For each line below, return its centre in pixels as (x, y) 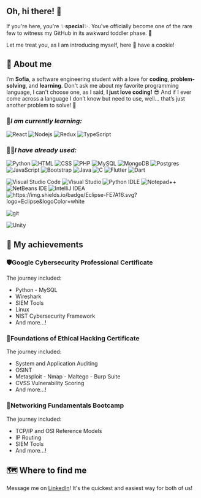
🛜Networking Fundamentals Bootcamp (65, 405)
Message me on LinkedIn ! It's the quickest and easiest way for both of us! (100, 488)
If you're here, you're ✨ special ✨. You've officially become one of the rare (100, 26)
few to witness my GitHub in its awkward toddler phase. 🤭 (79, 33)
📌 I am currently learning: (44, 121)
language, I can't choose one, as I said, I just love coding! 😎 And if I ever (99, 92)
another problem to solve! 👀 (41, 105)
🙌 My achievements (45, 244)
